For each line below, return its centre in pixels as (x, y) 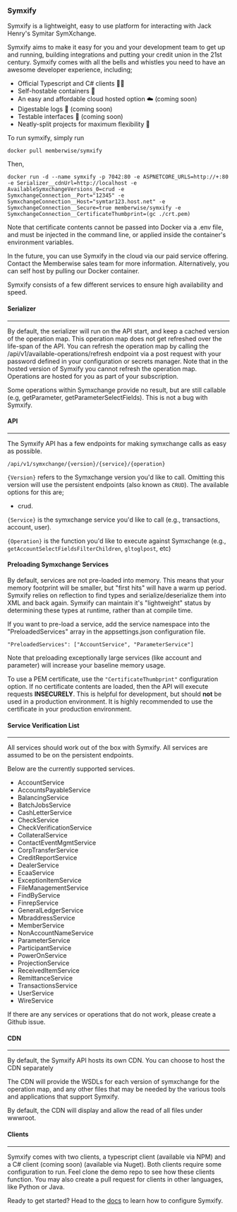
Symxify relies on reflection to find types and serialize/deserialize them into (117, 595)
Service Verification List (43, 725)
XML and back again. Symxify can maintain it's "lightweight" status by (109, 602)
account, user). (29, 527)
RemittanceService (45, 978)
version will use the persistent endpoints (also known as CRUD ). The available (118, 484)
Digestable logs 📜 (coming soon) (65, 109)
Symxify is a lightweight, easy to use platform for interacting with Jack (109, 26)
